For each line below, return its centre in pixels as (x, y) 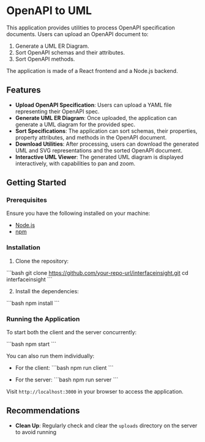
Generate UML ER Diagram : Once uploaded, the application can (96, 118)
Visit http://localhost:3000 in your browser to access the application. (95, 392)
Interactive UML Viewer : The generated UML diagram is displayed (99, 157)
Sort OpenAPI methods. (45, 59)
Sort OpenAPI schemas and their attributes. (70, 52)
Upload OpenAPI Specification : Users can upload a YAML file (94, 105)
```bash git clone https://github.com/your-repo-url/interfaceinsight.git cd (97, 272)
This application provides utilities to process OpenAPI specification (91, 28)
